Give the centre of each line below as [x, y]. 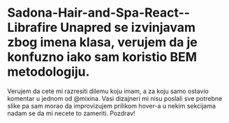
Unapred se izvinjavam [128, 27]
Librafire [32, 27]
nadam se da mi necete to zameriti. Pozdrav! [71, 113]
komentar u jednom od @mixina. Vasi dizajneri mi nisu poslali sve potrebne [115, 98]
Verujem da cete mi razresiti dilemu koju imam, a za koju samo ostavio [108, 91]
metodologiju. [49, 72]
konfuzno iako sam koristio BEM [102, 57]
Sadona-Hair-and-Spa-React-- [99, 13]
